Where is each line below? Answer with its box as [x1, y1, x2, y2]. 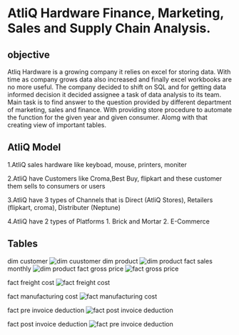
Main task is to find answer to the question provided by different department [7, 98, 232, 106]
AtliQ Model [7, 141, 61, 154]
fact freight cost [7, 278, 55, 286]
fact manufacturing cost [7, 291, 78, 301]
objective [7, 49, 50, 61]
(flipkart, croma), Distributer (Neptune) [7, 203, 121, 211]
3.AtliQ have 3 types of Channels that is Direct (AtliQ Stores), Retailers [7, 195, 213, 204]
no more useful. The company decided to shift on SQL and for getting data [7, 83, 227, 91]
